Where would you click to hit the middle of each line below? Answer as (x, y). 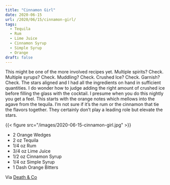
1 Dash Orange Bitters (35, 167)
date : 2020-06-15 (24, 15)
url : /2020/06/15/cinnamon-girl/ (41, 19)
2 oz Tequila (25, 140)
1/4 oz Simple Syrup (34, 162)
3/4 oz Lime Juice (32, 151)
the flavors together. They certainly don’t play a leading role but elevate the (84, 110)
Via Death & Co (21, 177)
